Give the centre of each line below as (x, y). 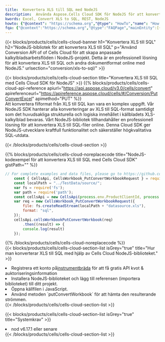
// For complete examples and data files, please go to (63, 174)
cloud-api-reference (26, 88)
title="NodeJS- (131, 154)
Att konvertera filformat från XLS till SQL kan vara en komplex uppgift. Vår (80, 104)
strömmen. (16, 300)
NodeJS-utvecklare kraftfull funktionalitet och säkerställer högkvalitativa (78, 130)
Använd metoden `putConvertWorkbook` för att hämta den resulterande (84, 294)
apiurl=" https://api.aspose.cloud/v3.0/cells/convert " (100, 88)
